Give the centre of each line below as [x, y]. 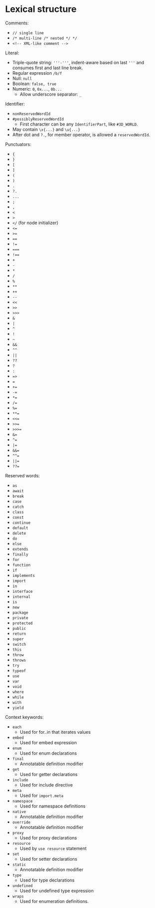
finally [20, 554]
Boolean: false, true [34, 84]
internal [21, 597]
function [21, 565]
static [19, 865]
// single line [28, 33]
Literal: [12, 53]
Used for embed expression [48, 742]
